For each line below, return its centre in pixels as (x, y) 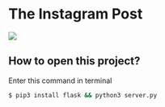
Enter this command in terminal (60, 80)
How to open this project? (74, 61)
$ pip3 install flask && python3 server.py (83, 95)
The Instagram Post (76, 14)
